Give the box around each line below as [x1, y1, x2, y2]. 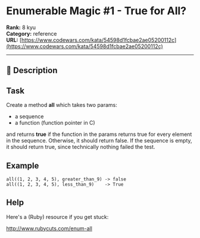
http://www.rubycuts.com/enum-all [6, 224, 92, 232]
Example [6, 160, 39, 170]
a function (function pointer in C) [14, 119, 95, 126]
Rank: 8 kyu [6, 24, 36, 31]
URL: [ [6, 36, 22, 43]
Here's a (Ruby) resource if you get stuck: [6, 213, 109, 220]
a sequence [14, 113, 44, 120]
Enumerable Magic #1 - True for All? [6, 4, 186, 18]
